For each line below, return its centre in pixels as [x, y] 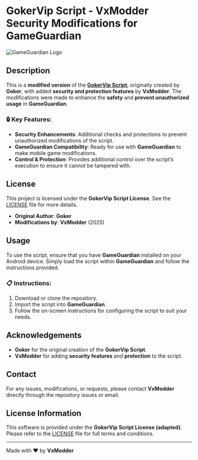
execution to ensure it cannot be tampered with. [73, 166]
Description [28, 71]
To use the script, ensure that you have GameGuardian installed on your [94, 255]
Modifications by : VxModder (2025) [60, 222]
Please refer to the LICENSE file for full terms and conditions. [80, 433]
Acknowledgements [44, 335]
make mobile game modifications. [56, 153]
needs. [23, 317]
